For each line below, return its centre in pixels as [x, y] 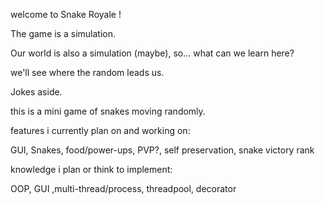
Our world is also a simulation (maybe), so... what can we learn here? [152, 53]
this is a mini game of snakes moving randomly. [108, 111]
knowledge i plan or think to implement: [91, 169]
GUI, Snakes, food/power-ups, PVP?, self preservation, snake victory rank [162, 150]
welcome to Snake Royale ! [66, 14]
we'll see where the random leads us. [87, 72]
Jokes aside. [36, 92]
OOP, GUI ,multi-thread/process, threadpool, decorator [123, 188]
